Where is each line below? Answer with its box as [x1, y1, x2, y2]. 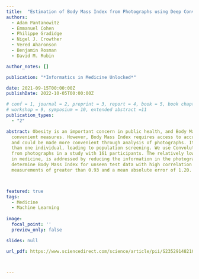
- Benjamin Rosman [11, 47, 57, 53]
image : [6, 216, 23, 222]
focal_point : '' [11, 221, 52, 227]
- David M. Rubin [11, 53, 54, 59]
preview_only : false [11, 227, 62, 233]
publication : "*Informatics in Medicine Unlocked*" [6, 74, 136, 80]
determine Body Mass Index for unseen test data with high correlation [11, 161, 192, 167]
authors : [6, 14, 28, 20]
